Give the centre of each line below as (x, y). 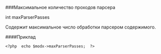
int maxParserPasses (28, 17)
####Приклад (20, 37)
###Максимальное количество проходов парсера (60, 7)
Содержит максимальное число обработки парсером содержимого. (81, 27)
